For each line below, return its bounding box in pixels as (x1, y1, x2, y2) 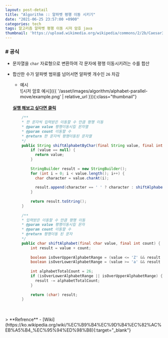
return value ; (34, 152, 64, 157)
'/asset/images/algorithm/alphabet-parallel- (57, 88, 148, 94)
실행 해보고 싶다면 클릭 (12, 105, 56, 111)
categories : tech (5, 21, 41, 27)
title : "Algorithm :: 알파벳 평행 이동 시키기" (5, 12, 96, 17)
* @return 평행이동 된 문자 (21, 232, 73, 237)
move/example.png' (19, 94, 61, 100)
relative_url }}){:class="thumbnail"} (64, 94, 137, 100)
